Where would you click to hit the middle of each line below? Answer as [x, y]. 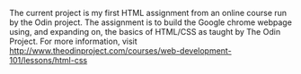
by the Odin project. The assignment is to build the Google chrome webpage [150, 22]
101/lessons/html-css [49, 60]
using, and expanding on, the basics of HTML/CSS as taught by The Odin [145, 32]
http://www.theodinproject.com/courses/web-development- [120, 51]
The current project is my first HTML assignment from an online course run [148, 13]
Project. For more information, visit [73, 41]
